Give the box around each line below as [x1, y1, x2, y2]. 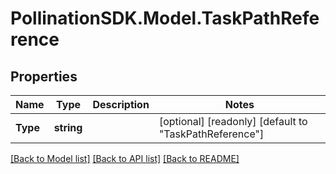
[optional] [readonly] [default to [158, 115, 308, 128]
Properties [10, 68, 78, 85]
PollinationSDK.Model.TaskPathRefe [10, 7, 320, 30]
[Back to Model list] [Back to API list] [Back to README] [10, 153, 240, 164]
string [53, 121, 83, 134]
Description [92, 98, 150, 111]
